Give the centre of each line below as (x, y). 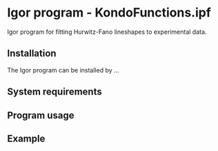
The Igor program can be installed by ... (63, 70)
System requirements (54, 92)
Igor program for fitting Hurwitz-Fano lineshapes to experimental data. (107, 32)
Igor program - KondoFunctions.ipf (109, 13)
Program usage (41, 115)
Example (26, 138)
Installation (32, 53)
